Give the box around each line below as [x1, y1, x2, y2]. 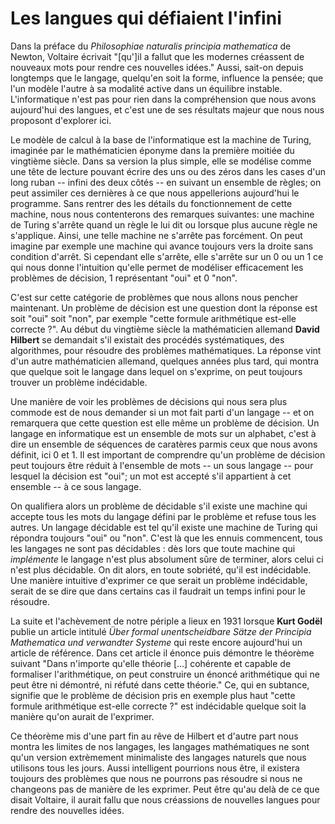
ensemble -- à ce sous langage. [10, 480, 142, 492]
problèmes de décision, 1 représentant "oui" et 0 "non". [10, 272, 238, 284]
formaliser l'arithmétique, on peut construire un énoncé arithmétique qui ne [10, 668, 320, 680]
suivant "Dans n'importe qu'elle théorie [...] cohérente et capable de [10, 657, 292, 669]
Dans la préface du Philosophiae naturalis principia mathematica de [10, 40, 292, 52]
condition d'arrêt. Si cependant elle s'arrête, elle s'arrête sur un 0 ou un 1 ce [10, 250, 324, 262]
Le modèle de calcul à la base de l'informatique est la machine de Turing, [10, 133, 312, 146]
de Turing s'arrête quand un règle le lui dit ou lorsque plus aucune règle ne [10, 218, 318, 231]
